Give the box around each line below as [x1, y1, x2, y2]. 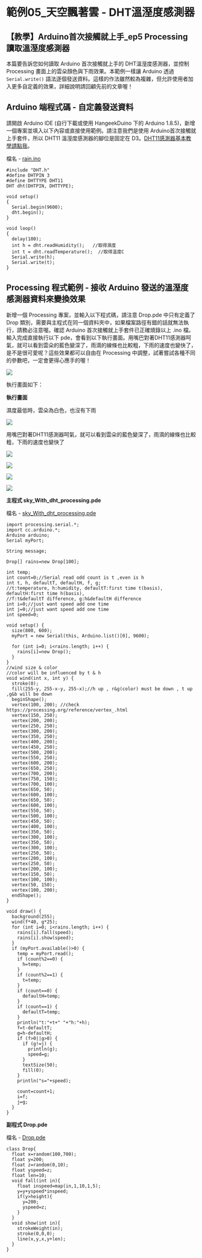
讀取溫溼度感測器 [6, 43, 70, 53]
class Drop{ [6, 1145, 36, 1152]
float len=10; [11, 1172, 47, 1178]
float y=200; [11, 1156, 45, 1162]
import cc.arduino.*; [6, 527, 61, 533]
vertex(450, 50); [11, 818, 55, 824]
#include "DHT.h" [6, 167, 50, 173]
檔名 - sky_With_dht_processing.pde [6, 509, 96, 516]
